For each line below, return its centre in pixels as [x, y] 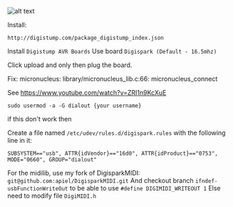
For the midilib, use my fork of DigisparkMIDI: [74, 173]
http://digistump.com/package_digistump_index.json [86, 38]
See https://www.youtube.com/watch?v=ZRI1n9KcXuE [87, 92]
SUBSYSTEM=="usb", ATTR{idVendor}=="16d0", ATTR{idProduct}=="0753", [113, 153]
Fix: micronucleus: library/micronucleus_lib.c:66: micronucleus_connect [113, 79]
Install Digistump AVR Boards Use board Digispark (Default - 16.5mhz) [112, 51]
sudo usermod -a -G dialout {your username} [74, 106]
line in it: [20, 140]
